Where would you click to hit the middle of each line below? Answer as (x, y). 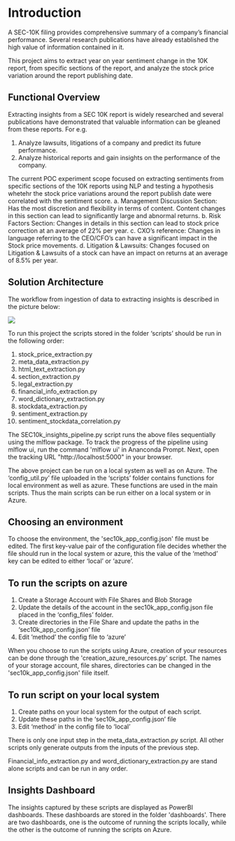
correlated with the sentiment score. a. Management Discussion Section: (113, 201)
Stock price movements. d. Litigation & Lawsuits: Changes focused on (109, 245)
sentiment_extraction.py (53, 413)
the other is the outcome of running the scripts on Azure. (90, 829)
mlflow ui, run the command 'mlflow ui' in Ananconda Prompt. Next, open (114, 450)
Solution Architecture (56, 282)
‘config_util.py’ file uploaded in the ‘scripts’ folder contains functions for (111, 477)
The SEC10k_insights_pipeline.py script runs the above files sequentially (112, 434)
